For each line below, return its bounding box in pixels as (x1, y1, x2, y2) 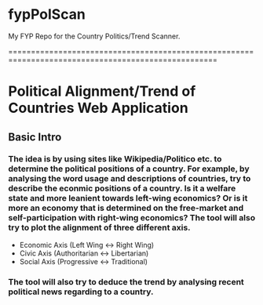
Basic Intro (8, 130, 62, 143)
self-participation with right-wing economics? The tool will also (8, 212, 256, 223)
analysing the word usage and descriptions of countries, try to (8, 173, 251, 184)
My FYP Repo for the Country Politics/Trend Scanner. (8, 31, 181, 41)
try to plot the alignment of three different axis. (8, 222, 191, 233)
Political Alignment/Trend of (8, 82, 196, 100)
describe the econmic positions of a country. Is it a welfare (8, 183, 236, 194)
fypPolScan (8, 5, 86, 24)
